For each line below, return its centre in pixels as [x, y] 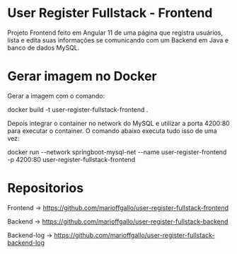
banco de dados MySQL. [44, 47]
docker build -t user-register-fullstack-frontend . [78, 109]
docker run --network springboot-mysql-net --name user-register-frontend [117, 152]
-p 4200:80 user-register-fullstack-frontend [71, 159]
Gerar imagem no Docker [82, 76]
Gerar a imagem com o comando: [56, 96]
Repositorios [45, 188]
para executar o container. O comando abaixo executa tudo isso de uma [112, 131]
